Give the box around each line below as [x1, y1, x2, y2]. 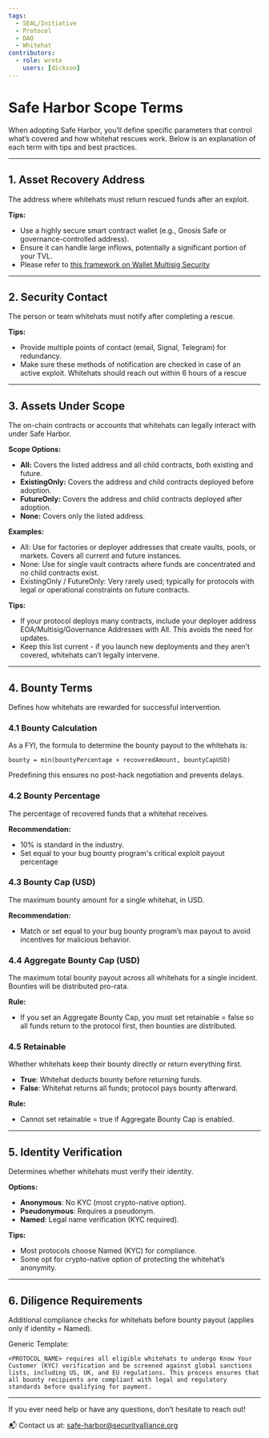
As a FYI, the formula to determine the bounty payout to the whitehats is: [8, 740, 248, 751]
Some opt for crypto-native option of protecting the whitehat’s [19, 1254, 226, 1265]
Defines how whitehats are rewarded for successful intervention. [8, 702, 222, 711]
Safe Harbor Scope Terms [8, 98, 184, 116]
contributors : [8, 49, 56, 57]
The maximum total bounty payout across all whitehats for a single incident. [8, 973, 258, 983]
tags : [8, 11, 26, 20]
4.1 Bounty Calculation [8, 722, 98, 733]
